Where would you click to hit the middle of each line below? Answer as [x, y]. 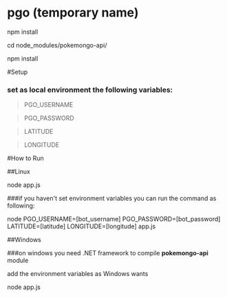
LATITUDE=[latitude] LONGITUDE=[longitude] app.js [82, 226]
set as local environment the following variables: [90, 90]
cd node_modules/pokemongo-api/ [57, 45]
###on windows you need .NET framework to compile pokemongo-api [108, 253]
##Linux [19, 172]
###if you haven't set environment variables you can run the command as [112, 199]
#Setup [18, 72]
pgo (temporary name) [73, 13]
